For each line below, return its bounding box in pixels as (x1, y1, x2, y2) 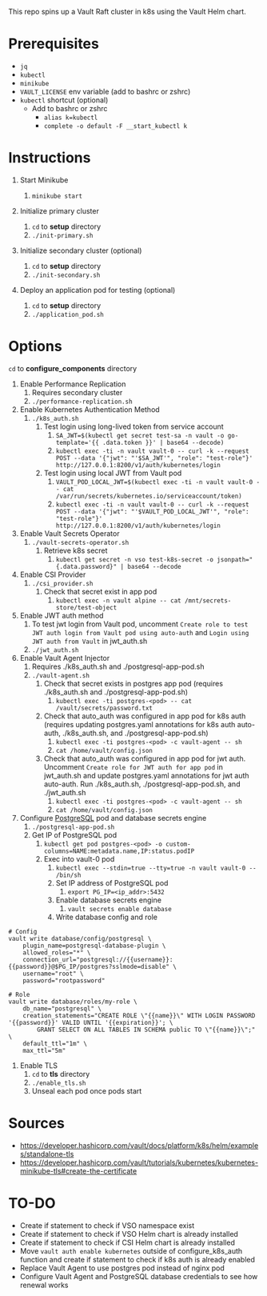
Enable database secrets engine (55, 895, 162, 905)
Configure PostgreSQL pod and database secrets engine (19, 813, 207, 822)
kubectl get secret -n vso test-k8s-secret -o (55, 555, 214, 563)
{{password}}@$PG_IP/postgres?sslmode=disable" (8, 962, 170, 970)
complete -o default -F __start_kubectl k (43, 122, 188, 130)
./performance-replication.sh (31, 398, 133, 406)
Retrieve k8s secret (43, 546, 108, 555)
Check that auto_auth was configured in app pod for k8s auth (43, 711, 246, 721)
